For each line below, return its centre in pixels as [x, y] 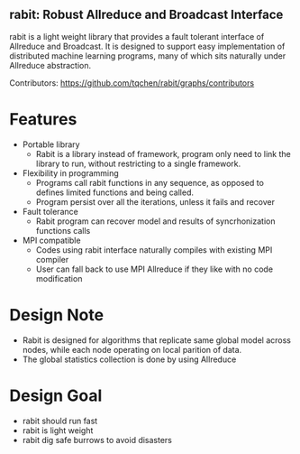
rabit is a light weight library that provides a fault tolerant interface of [137, 36]
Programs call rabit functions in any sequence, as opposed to [150, 182]
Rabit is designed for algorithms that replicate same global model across [156, 340]
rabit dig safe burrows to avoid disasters [97, 440]
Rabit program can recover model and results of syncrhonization [155, 221]
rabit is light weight [58, 430]
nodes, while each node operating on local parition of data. [132, 349]
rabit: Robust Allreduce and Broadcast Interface [146, 15]
